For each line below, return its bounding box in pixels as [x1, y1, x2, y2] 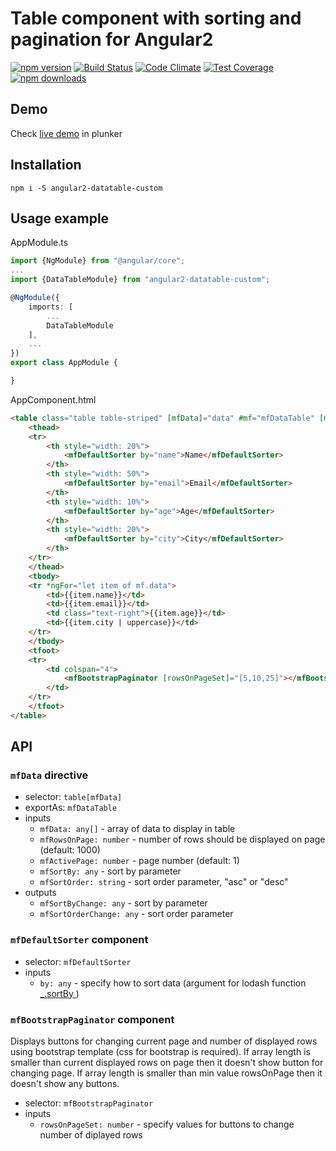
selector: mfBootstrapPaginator [24, 1097, 154, 1109]
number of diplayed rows [39, 1129, 143, 1141]
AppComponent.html [10, 393, 97, 406]
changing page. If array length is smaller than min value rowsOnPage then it [10, 1067, 323, 1079]
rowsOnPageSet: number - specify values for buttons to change [39, 1118, 295, 1131]
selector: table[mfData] [24, 791, 123, 803]
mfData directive [10, 768, 89, 782]
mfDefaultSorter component [10, 933, 149, 947]
